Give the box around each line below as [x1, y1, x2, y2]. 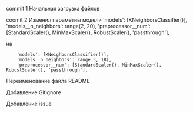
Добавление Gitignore [6, 89, 62, 96]
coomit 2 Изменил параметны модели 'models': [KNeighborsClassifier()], [6, 16, 187, 23]
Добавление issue [6, 100, 52, 107]
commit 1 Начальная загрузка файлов [6, 5, 100, 12]
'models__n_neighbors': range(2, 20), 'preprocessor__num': [6, 23, 151, 29]
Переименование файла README [6, 78, 90, 84]
